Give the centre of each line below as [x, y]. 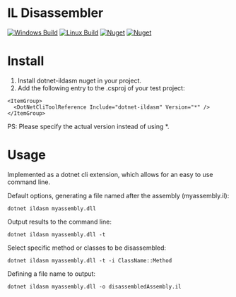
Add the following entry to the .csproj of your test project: [101, 88]
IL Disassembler [55, 13]
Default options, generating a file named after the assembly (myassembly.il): [118, 195]
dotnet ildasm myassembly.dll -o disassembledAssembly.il [94, 286]
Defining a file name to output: [52, 274]
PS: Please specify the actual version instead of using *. [88, 126]
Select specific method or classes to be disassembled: [87, 248]
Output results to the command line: [59, 222]
